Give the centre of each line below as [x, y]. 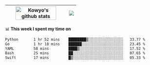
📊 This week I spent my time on [38, 29]
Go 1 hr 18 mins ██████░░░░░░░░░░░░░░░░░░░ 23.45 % [75, 44]
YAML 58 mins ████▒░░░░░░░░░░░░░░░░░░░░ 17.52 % [75, 49]
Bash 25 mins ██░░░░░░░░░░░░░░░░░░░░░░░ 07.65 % [75, 53]
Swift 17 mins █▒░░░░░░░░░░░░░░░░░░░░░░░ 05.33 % [75, 58]
